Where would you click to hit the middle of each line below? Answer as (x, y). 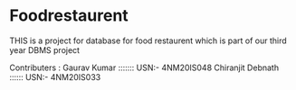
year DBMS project (44, 49)
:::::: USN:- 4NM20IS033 (55, 76)
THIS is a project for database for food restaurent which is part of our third (148, 40)
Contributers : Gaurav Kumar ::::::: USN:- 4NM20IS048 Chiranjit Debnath (144, 67)
